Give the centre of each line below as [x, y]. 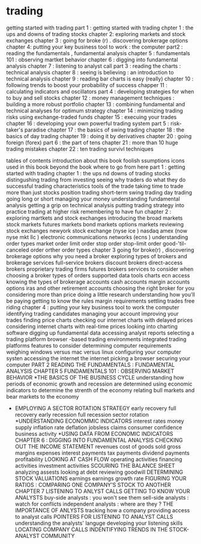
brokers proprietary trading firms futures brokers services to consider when [100, 269]
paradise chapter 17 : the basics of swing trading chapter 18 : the [104, 130]
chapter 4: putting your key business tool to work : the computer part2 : [94, 47]
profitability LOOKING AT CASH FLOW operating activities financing [98, 459]
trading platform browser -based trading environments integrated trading [97, 339]
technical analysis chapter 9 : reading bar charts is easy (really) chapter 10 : [100, 79]
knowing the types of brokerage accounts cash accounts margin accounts [98, 282]
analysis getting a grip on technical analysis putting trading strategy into [95, 205]
